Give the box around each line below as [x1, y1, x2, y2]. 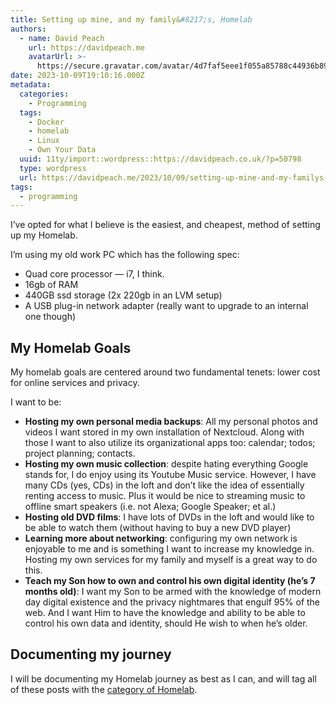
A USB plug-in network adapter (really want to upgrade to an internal [24, 300, 309, 312]
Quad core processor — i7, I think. [24, 268, 165, 280]
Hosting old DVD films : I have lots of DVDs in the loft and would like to [24, 511, 315, 523]
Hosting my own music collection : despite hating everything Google [24, 458, 309, 470]
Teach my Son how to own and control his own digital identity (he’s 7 [24, 575, 316, 587]
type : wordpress [19, 163, 87, 173]
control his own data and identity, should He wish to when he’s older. [24, 617, 308, 630]
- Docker [28, 117, 65, 127]
